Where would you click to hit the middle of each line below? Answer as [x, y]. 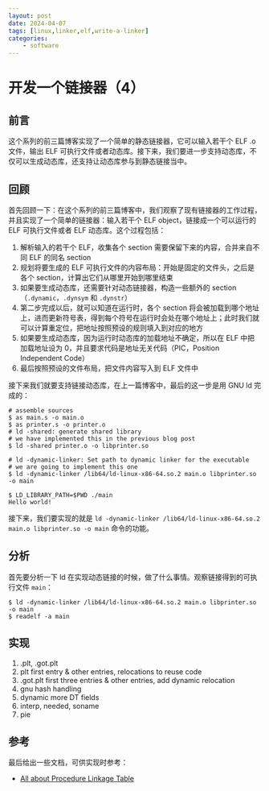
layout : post [30, 16]
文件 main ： [34, 587]
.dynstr [112, 298]
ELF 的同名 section [60, 257]
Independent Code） [55, 358]
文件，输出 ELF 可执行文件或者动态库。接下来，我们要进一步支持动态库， [129, 151]
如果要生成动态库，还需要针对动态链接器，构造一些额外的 [115, 288]
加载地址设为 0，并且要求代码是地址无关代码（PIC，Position [120, 348]
